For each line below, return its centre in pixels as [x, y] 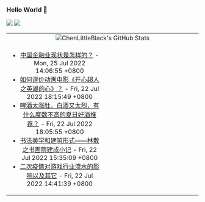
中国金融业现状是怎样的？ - [60, 56]
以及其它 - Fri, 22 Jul [63, 176]
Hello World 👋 [27, 10]
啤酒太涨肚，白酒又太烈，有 [59, 106]
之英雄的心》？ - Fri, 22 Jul [60, 89]
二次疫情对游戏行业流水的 [56, 167]
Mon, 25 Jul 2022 [59, 63]
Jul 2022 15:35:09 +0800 [59, 158]
